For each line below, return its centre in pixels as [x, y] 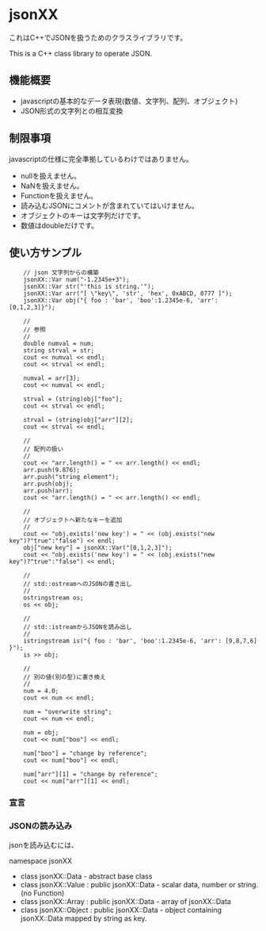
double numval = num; [59, 344]
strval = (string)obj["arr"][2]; [78, 420]
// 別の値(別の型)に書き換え [65, 677]
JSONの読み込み [41, 826]
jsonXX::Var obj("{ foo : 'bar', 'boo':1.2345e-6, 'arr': [121, 301]
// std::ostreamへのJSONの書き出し [78, 584]
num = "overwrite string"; [68, 712]
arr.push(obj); [48, 484]
